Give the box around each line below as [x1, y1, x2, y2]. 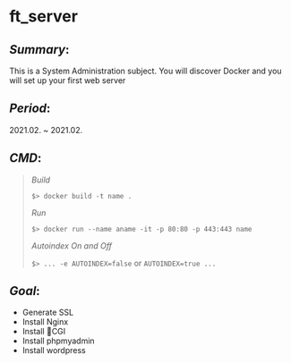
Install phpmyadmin [21, 335, 96, 346]
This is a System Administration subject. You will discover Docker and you [9, 65, 282, 76]
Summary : [9, 42, 70, 57]
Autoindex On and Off [30, 240, 113, 251]
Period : [9, 101, 51, 116]
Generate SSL [21, 307, 74, 318]
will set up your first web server [9, 75, 126, 86]
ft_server [9, 6, 79, 27]
